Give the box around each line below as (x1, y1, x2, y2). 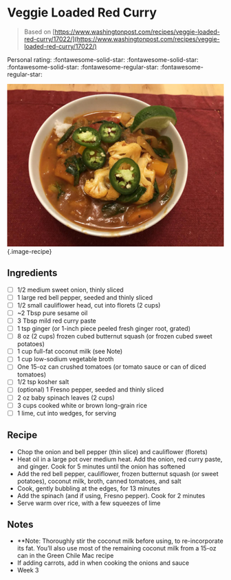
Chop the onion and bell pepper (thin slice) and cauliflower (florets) (16, 447, 208, 455)
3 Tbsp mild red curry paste (16, 316, 96, 325)
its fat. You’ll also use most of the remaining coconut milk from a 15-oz (16, 544, 217, 552)
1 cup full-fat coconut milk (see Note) (16, 347, 122, 356)
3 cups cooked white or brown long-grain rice (16, 401, 148, 409)
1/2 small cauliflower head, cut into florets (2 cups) (16, 301, 161, 309)
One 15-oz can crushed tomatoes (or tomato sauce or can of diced (16, 363, 206, 371)
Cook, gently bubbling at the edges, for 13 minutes (16, 484, 160, 493)
